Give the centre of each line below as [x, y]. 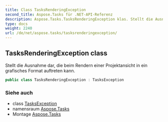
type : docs [16, 24]
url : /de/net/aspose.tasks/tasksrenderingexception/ [61, 33]
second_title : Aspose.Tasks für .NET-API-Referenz [59, 14]
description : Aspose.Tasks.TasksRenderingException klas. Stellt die [79, 19]
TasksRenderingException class [56, 53]
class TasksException [35, 103]
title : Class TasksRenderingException [45, 10]
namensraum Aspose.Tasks [41, 108]
